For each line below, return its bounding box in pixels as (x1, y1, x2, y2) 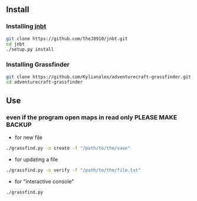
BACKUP (6, 120, 32, 129)
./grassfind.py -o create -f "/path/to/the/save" (6, 145, 131, 152)
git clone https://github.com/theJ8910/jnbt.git (6, 35, 128, 42)
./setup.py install (6, 46, 54, 52)
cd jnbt (6, 41, 25, 47)
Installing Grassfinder (6, 61, 70, 69)
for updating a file (14, 156, 58, 163)
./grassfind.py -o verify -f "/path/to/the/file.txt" (6, 167, 142, 173)
